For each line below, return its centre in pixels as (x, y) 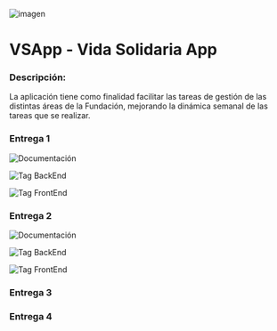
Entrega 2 (31, 215)
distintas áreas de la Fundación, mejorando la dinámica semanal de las (139, 106)
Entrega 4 (31, 316)
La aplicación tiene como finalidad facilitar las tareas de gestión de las (138, 97)
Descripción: (38, 77)
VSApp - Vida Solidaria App (114, 50)
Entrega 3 (31, 292)
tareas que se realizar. (50, 116)
